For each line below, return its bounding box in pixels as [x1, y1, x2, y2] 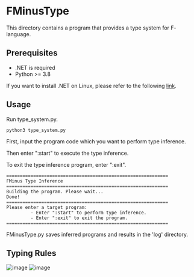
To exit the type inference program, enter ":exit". [6, 161, 127, 168]
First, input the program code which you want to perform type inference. [6, 137, 187, 145]
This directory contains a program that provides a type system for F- [6, 24, 177, 31]
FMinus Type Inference [6, 178, 63, 184]
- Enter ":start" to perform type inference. [30, 210, 147, 216]
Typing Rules [6, 248, 57, 258]
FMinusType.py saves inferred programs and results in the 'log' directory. [6, 231, 189, 238]
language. [6, 30, 31, 37]
